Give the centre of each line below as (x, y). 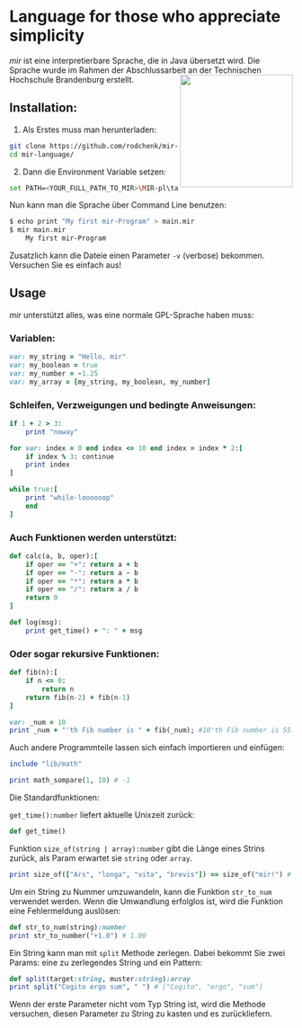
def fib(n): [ (34, 673)
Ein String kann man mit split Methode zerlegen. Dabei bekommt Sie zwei (147, 953)
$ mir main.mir (38, 230)
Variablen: (32, 338)
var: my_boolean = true (54, 365)
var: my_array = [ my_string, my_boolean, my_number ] (110, 382)
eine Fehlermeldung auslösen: (65, 910)
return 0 (42, 598)
